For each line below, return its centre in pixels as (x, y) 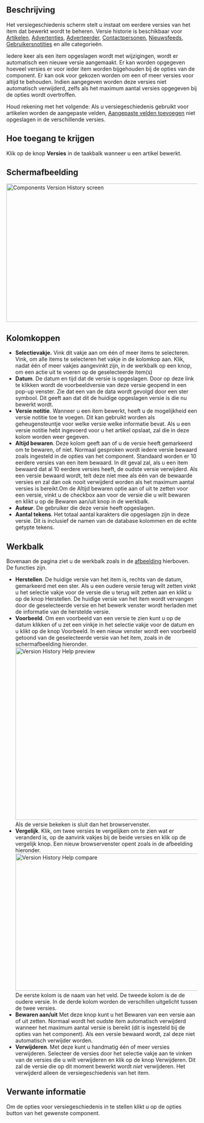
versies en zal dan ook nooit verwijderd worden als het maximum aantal (104, 482)
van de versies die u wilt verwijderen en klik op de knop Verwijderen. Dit (105, 1060)
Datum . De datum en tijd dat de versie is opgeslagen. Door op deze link (104, 379)
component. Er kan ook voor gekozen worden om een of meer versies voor (100, 75)
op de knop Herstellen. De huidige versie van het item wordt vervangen (104, 599)
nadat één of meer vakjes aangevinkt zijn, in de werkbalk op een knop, (104, 366)
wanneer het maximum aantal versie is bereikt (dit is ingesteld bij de (100, 1027)
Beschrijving (31, 10)
